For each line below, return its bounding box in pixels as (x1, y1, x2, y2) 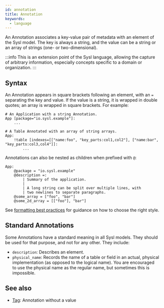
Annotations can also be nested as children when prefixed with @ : (5, 155, 137, 161)
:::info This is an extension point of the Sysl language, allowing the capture (5, 54, 155, 60)
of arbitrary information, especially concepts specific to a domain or (5, 59, 142, 65)
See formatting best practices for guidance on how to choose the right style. (5, 207, 160, 213)
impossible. (12, 270, 36, 276)
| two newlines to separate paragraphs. (23, 190, 106, 195)
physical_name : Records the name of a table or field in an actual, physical (12, 254, 160, 260)
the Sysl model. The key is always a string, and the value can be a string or (5, 40, 156, 46)
